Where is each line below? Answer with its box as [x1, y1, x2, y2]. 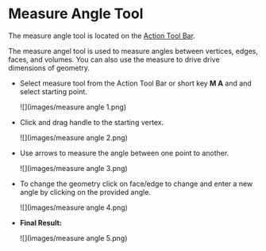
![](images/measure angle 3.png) [19, 163, 129, 173]
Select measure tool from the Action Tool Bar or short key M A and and [19, 78, 252, 88]
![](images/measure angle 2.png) [19, 132, 129, 143]
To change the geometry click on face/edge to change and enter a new [19, 179, 253, 188]
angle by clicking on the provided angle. [19, 187, 151, 196]
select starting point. [19, 86, 87, 96]
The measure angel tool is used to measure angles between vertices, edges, [8, 46, 258, 55]
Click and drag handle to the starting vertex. [19, 117, 164, 127]
